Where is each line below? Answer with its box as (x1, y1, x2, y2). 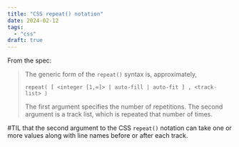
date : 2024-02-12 (7, 17, 59, 24)
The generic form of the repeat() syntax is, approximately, (24, 70, 198, 79)
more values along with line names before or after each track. (7, 131, 188, 140)
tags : (7, 23, 24, 31)
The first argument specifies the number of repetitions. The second (24, 102, 223, 111)
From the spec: (7, 56, 52, 65)
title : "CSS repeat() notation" (7, 10, 103, 18)
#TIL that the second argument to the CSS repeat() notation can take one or (7, 124, 232, 132)
